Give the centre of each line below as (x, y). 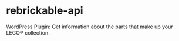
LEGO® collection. (28, 32)
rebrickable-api (45, 11)
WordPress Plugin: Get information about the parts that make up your (89, 27)
